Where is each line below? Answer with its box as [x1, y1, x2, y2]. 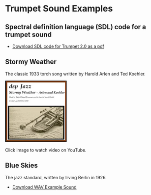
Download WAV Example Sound [12, 184, 77, 190]
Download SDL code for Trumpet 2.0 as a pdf [12, 43, 105, 49]
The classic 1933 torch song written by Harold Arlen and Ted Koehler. [5, 71, 146, 77]
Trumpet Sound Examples [5, 3, 113, 14]
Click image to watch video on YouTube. [5, 147, 87, 153]
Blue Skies [5, 161, 38, 170]
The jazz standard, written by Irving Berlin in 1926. [5, 174, 107, 180]
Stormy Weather [5, 58, 57, 66]
